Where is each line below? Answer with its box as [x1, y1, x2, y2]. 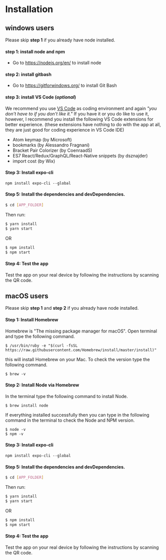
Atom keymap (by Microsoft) [12, 136, 72, 142]
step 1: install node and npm [5, 48, 65, 54]
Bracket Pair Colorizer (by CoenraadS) [12, 147, 92, 153]
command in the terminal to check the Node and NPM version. [5, 417, 135, 423]
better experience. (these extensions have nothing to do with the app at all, [5, 121, 161, 127]
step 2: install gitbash [5, 71, 52, 77]
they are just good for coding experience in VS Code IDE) [5, 127, 125, 133]
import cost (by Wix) [12, 158, 56, 164]
